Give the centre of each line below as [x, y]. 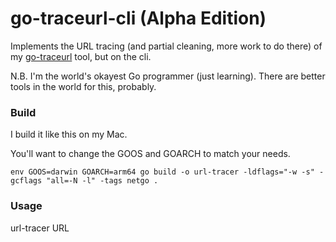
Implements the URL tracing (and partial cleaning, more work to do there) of [166, 46]
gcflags [26, 181]
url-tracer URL [40, 228]
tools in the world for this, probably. [83, 86]
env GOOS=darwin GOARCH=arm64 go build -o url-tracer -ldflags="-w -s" [162, 172]
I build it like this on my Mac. [69, 134]
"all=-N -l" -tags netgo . [102, 181]
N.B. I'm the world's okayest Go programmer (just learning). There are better [168, 76]
